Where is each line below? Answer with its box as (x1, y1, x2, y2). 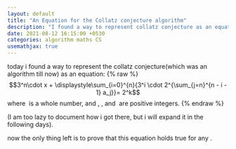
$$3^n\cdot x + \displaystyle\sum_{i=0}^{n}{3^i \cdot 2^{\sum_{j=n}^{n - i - (9, 81, 227, 89)
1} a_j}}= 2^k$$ (96, 89, 140, 96)
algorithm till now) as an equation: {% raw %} (7, 70, 139, 78)
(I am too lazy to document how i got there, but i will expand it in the (7, 113, 204, 121)
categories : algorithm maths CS (7, 37, 102, 44)
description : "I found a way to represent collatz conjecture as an (7, 23, 212, 30)
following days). (7, 120, 54, 129)
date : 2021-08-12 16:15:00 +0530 (7, 30, 105, 37)
